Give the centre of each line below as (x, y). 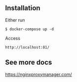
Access (13, 38)
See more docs (29, 62)
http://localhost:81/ (27, 47)
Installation (23, 8)
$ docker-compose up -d (30, 29)
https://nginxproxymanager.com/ (39, 74)
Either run (15, 20)
